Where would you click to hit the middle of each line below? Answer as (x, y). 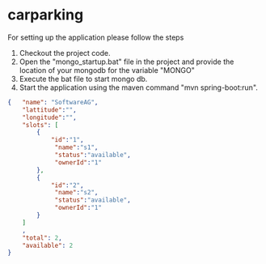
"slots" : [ (40, 125)
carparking (46, 15)
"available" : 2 (48, 245)
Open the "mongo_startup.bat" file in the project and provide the (127, 62)
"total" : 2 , (42, 238)
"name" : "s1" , (76, 147)
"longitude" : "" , (50, 117)
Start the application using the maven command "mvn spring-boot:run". (138, 87)
